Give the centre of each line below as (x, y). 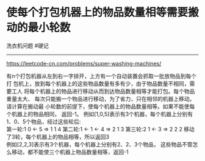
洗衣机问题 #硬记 (27, 46)
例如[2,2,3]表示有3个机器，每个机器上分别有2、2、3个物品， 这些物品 (94, 144)
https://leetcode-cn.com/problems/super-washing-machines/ (84, 63)
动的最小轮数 (39, 28)
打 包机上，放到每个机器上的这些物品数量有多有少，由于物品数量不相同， (98, 83)
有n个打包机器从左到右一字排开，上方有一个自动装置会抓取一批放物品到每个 (102, 76)
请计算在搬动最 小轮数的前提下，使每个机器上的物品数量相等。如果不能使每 (101, 106)
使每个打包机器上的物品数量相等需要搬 (103, 12)
